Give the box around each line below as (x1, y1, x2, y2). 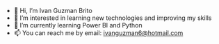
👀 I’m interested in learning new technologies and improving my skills (13, 14, 212, 22)
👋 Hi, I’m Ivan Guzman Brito (13, 7, 92, 14)
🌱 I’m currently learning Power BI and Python (13, 21, 143, 29)
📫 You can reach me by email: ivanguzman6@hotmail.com (13, 29, 184, 37)
